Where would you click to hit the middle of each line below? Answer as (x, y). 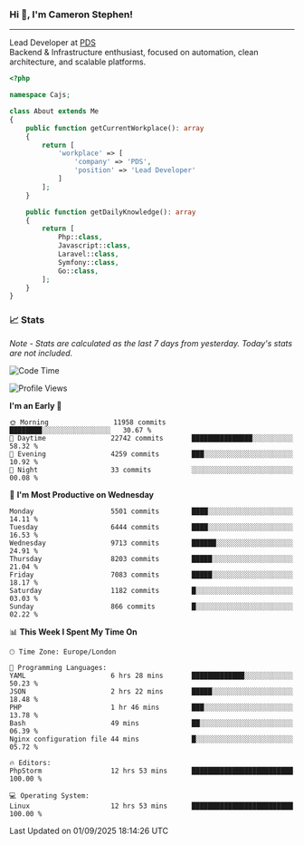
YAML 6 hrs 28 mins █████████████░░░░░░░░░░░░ (152, 675)
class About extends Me (54, 112)
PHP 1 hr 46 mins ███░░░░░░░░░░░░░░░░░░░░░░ (152, 707)
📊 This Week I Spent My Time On (73, 631)
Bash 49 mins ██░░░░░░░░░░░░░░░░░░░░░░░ (152, 723)
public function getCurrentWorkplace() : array (115, 128)
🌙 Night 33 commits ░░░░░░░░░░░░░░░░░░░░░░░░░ (152, 470)
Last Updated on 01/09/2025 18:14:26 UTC (89, 830)
